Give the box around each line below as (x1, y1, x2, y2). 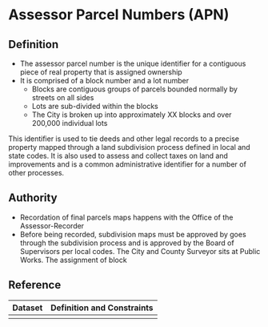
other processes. (8, 168, 65, 177)
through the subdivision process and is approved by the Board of (19, 238, 234, 248)
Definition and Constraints (50, 302, 154, 313)
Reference (8, 278, 62, 292)
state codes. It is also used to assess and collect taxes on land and (8, 151, 228, 160)
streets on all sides (31, 93, 94, 102)
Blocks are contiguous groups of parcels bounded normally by (31, 84, 238, 94)
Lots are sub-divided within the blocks (31, 102, 158, 111)
